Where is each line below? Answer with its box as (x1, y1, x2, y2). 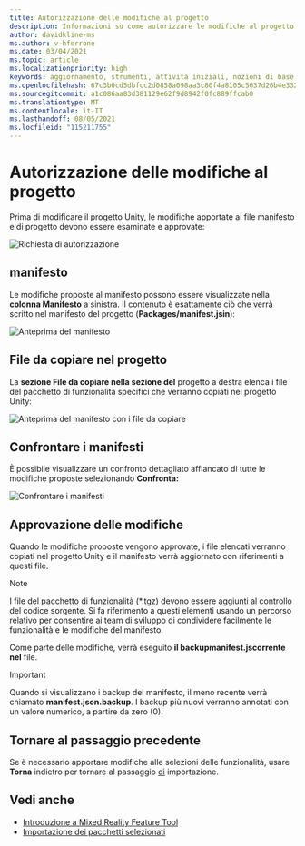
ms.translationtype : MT (9, 97, 100, 107)
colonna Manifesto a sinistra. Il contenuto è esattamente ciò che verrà (9, 299, 274, 310)
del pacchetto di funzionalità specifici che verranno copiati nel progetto (9, 386, 277, 397)
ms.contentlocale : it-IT (9, 106, 103, 115)
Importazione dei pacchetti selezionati (22, 826, 166, 837)
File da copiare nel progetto (9, 352, 168, 368)
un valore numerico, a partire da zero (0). (9, 706, 163, 717)
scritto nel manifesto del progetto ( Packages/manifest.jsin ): (9, 308, 236, 319)
